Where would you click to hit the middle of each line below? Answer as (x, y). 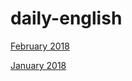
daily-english (66, 18)
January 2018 (38, 65)
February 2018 (40, 46)
